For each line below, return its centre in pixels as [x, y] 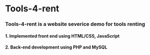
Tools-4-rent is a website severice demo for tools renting [75, 24]
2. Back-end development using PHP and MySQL [56, 47]
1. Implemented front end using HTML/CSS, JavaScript [62, 36]
